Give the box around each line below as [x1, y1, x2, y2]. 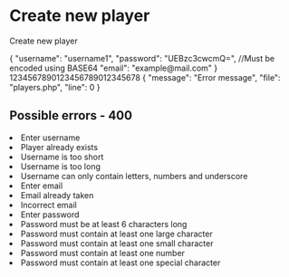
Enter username [21, 132, 81, 143]
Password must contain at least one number [21, 247, 186, 258]
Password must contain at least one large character [21, 228, 213, 239]
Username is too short [21, 151, 104, 162]
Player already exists [21, 141, 98, 152]
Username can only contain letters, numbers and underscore [21, 170, 248, 181]
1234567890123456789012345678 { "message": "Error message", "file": [9, 72, 281, 82]
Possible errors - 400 [9, 108, 133, 123]
